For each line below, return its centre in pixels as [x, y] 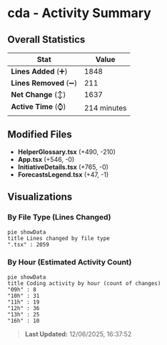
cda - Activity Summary [79, 13]
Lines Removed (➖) [44, 83]
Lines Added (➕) [39, 71]
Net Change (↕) [39, 94]
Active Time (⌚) [39, 107]
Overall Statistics [46, 40]
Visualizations [40, 197]
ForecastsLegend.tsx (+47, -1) [63, 174]
